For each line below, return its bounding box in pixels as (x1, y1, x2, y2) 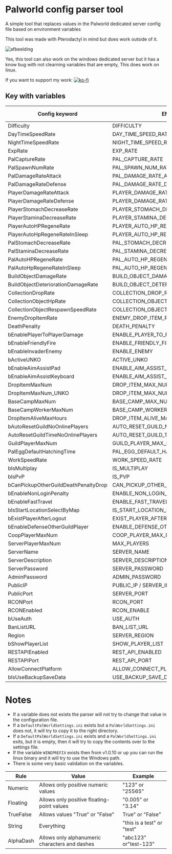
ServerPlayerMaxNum (8, 540, 61, 547)
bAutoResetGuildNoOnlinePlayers (8, 423, 89, 430)
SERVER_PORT (112, 590, 148, 597)
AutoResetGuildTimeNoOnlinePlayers (8, 431, 98, 438)
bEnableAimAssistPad (8, 364, 60, 371)
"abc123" (122, 834, 147, 841)
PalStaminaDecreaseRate (8, 247, 69, 255)
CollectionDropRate (8, 289, 55, 296)
